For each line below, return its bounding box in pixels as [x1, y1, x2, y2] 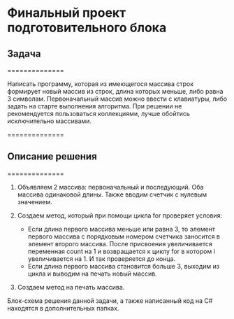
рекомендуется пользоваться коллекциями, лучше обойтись [7, 110, 191, 118]
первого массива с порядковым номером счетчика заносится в [27, 232, 220, 241]
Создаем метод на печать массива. [17, 283, 125, 291]
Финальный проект [7, 5, 126, 21]
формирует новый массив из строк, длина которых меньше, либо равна [7, 87, 224, 95]
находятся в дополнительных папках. [7, 304, 119, 312]
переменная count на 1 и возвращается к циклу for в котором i [27, 247, 215, 255]
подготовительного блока [7, 20, 167, 36]
